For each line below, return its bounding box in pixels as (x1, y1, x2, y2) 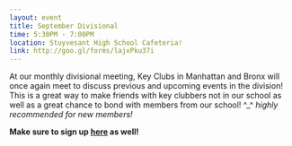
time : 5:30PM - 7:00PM (9, 30, 94, 39)
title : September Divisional (9, 21, 119, 30)
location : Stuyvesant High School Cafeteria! (9, 38, 182, 47)
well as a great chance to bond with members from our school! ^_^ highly (9, 99, 279, 110)
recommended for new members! (9, 109, 133, 120)
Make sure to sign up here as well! (9, 126, 139, 137)
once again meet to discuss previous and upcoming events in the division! (9, 81, 283, 91)
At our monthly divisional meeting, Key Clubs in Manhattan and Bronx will (9, 71, 280, 82)
